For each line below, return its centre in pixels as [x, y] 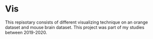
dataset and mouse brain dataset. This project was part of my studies [75, 27]
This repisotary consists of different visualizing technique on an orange [76, 22]
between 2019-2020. [26, 32]
